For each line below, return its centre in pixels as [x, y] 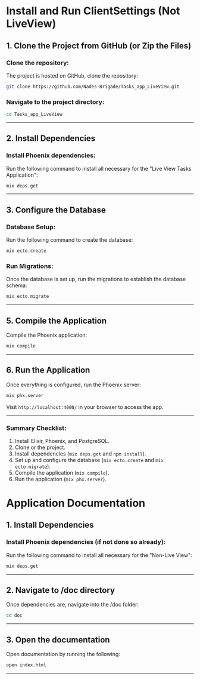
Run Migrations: [30, 266]
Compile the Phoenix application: [47, 335]
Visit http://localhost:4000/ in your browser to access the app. [85, 407]
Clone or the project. [40, 447]
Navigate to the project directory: [55, 101]
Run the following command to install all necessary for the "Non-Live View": [99, 555]
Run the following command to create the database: [70, 240]
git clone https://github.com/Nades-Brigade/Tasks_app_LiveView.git [93, 87]
